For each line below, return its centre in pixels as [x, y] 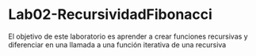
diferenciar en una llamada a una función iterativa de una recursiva [117, 44]
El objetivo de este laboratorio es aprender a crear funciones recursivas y [128, 36]
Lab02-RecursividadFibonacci [110, 15]
